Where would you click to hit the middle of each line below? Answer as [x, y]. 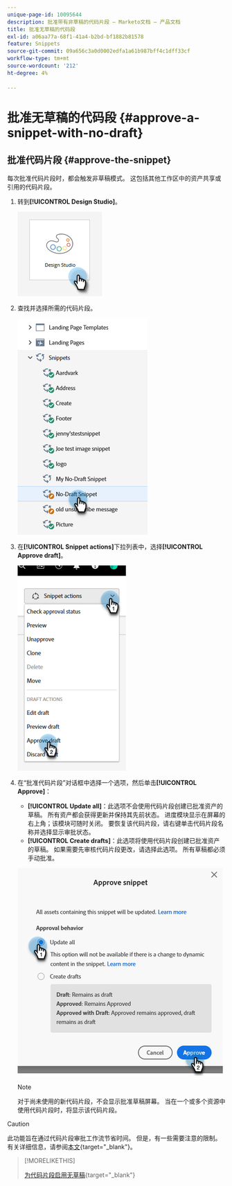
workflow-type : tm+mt [38, 59]
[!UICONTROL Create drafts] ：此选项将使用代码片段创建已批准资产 [124, 840]
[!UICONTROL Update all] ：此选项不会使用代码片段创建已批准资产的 [125, 806]
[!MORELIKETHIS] [50, 1160]
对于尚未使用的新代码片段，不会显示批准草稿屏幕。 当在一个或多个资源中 [121, 1101]
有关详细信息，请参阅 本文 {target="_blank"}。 [72, 1147]
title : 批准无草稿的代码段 [42, 29]
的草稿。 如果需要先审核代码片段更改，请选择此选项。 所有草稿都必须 [126, 849]
